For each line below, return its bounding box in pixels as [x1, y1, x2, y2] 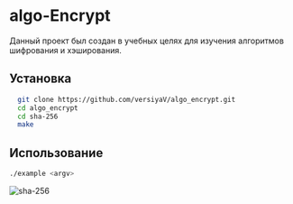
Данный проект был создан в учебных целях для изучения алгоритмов [9, 35, 284, 46]
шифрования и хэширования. [9, 44, 122, 55]
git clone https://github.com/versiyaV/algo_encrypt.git [17, 95, 236, 104]
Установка [9, 71, 72, 87]
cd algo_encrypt [17, 103, 78, 113]
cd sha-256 [17, 112, 59, 121]
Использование [9, 145, 104, 161]
